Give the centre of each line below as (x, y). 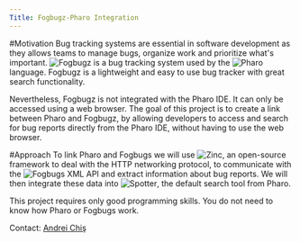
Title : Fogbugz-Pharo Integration (74, 18)
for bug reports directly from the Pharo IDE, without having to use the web (146, 128)
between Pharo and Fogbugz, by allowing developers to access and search (149, 118)
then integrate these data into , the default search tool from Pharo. (150, 183)
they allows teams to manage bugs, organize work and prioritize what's (142, 53)
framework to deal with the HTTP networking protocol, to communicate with (150, 164)
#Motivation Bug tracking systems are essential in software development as (150, 43)
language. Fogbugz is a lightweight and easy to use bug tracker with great (147, 72)
